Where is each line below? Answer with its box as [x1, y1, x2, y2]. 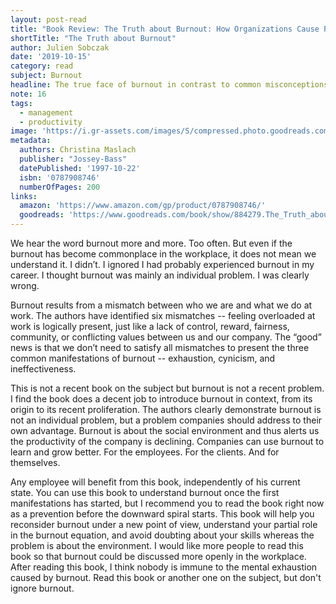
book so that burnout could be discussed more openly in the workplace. [10, 551, 307, 562]
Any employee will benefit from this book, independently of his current [10, 476, 301, 488]
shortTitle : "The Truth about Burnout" [10, 33, 177, 43]
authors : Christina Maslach [19, 145, 137, 155]
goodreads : [19, 210, 65, 220]
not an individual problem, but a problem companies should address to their [10, 414, 323, 426]
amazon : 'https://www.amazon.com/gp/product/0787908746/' [19, 201, 267, 211]
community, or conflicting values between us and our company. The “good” [10, 331, 322, 343]
